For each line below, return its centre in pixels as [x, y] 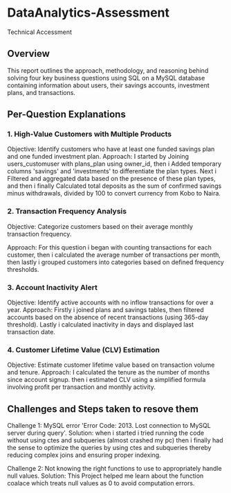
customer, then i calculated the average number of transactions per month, [114, 254]
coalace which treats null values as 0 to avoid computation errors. [101, 483]
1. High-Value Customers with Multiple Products [90, 135]
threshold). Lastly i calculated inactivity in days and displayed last [101, 325]
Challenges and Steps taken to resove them [103, 409]
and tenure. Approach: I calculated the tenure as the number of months [109, 372]
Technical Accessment [40, 32]
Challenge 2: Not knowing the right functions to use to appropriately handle [115, 469]
